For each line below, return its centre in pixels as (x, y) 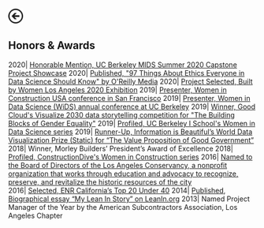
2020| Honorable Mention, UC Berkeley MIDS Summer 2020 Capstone (123, 65)
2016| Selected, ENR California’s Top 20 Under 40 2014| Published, (117, 190)
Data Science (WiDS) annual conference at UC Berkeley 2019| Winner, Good (132, 107)
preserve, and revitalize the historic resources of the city (100, 181)
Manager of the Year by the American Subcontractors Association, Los (123, 207)
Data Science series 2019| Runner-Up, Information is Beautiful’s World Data (130, 132)
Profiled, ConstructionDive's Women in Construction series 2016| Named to (130, 157)
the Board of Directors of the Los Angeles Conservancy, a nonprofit (118, 165)
